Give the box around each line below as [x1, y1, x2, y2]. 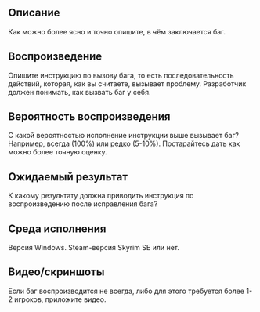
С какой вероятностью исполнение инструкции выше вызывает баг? [8, 131, 239, 140]
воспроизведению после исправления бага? [8, 199, 158, 209]
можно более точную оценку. [8, 147, 107, 157]
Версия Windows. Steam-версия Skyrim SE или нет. [8, 243, 180, 252]
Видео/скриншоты [8, 266, 105, 279]
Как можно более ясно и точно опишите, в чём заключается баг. [8, 27, 226, 36]
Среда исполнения [8, 222, 107, 235]
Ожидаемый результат [8, 170, 128, 183]
